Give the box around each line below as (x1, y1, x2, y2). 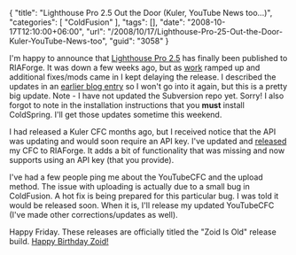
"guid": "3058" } (109, 35, 169, 46)
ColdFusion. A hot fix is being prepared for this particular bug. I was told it (9, 190, 279, 201)
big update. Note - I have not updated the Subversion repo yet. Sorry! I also (9, 90, 284, 101)
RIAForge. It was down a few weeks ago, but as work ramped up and (9, 62, 261, 73)
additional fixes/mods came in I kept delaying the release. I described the (9, 72, 277, 82)
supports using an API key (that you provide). (9, 155, 175, 165)
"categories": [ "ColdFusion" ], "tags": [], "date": (9, 17, 186, 27)
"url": (85, 27, 106, 36)
